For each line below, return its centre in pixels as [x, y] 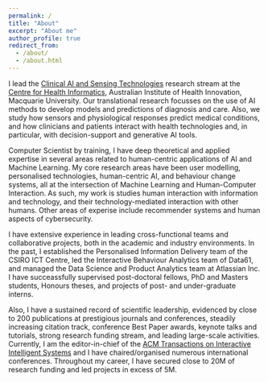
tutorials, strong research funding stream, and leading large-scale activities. [134, 335]
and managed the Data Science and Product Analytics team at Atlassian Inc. [134, 268]
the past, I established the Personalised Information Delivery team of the [128, 251]
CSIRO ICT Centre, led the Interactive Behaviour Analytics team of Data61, [131, 260]
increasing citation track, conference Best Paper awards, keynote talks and [133, 327]
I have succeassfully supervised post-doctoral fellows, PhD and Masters [128, 277]
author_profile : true [45, 38]
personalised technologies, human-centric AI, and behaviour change [122, 176]
